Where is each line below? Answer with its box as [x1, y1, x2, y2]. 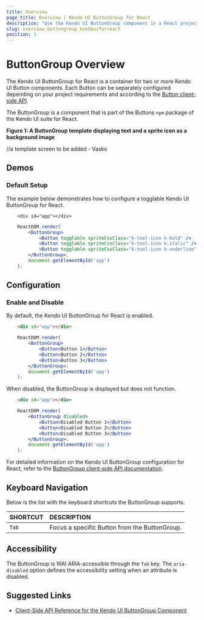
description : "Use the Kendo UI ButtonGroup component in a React [6, 20, 178, 26]
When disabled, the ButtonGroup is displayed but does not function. [6, 385, 176, 392]
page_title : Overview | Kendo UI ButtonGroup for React [6, 15, 151, 21]
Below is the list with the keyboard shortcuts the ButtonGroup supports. [6, 499, 185, 506]
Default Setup [6, 181, 48, 189]
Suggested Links [6, 590, 72, 601]
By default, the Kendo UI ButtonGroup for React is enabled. [6, 312, 154, 319]
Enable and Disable [6, 298, 64, 307]
